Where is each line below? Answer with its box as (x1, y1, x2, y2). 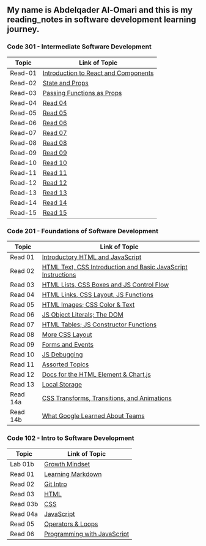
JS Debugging (42, 350, 83, 358)
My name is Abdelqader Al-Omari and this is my (7, 5, 193, 15)
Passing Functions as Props (42, 88, 122, 97)
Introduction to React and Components (42, 69, 154, 77)
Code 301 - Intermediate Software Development (7, 42, 152, 51)
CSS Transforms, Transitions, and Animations (42, 394, 172, 402)
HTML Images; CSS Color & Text (42, 300, 135, 309)
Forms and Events (42, 340, 94, 348)
